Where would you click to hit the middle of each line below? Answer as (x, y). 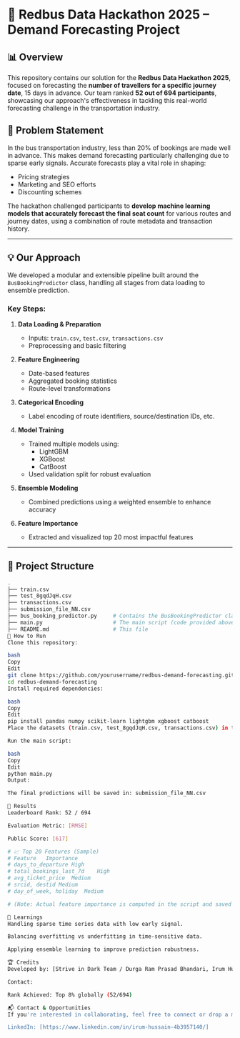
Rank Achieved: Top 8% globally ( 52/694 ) (70, 995)
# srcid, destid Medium (43, 885)
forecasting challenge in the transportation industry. (84, 108)
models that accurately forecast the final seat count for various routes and (119, 213)
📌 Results (22, 807)
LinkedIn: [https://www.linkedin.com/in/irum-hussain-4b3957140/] (108, 1027)
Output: (19, 780)
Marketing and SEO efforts (57, 184)
